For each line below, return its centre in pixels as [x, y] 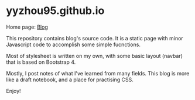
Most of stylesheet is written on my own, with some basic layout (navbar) [95, 56]
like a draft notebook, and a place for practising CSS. [70, 80]
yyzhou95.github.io [55, 11]
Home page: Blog [27, 27]
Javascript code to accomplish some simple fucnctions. [73, 44]
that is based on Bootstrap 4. [41, 62]
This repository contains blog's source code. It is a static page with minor [95, 38]
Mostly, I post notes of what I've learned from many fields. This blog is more [98, 73]
